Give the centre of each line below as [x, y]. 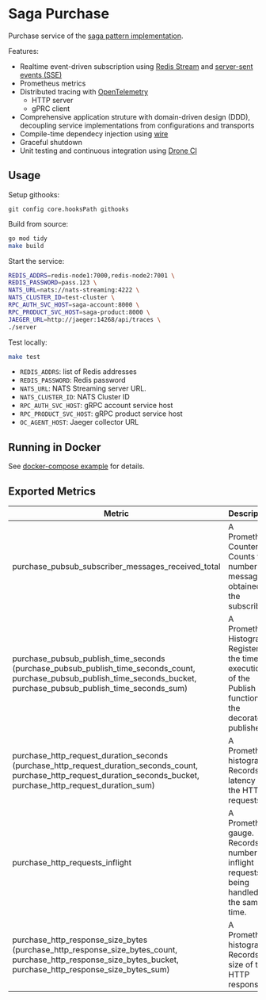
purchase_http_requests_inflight [72, 863]
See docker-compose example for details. [76, 466]
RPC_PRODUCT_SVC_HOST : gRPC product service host [101, 414]
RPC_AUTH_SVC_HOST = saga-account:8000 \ [74, 305]
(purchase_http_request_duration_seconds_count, [105, 765]
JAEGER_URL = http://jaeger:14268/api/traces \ [84, 319]
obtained [245, 586]
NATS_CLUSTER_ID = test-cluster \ [61, 298]
